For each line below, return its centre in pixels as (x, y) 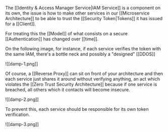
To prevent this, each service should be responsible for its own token (77, 109)
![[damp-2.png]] (22, 99)
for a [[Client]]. (21, 24)
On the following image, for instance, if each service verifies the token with (83, 49)
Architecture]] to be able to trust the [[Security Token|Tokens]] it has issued (84, 18)
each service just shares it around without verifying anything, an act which (83, 79)
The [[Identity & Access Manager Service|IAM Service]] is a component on (83, 8)
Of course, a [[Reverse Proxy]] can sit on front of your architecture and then (84, 74)
